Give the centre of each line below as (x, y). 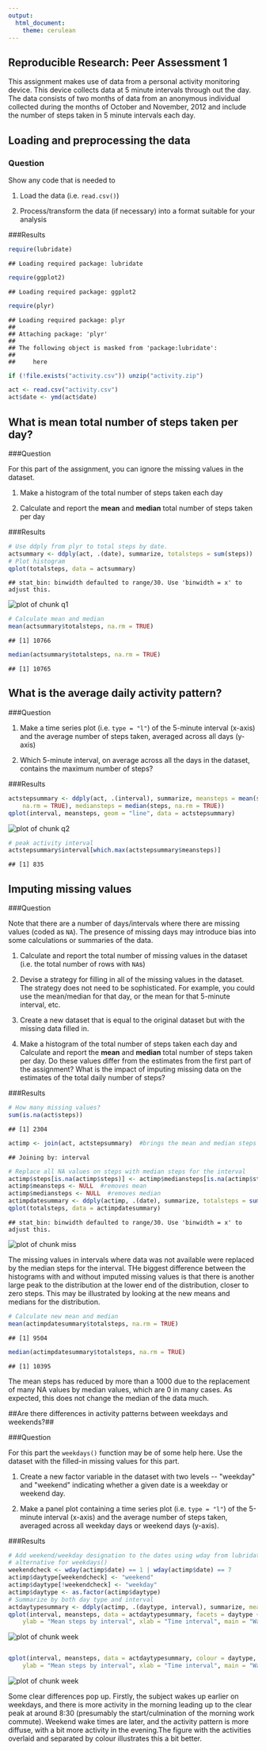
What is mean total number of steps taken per (123, 422)
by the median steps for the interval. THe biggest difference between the (127, 1268)
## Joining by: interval (49, 1157)
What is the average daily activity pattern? (115, 693)
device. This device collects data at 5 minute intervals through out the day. (130, 90)
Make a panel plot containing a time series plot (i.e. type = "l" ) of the (133, 1508)
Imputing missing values (70, 889)
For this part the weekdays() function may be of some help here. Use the (125, 1453)
